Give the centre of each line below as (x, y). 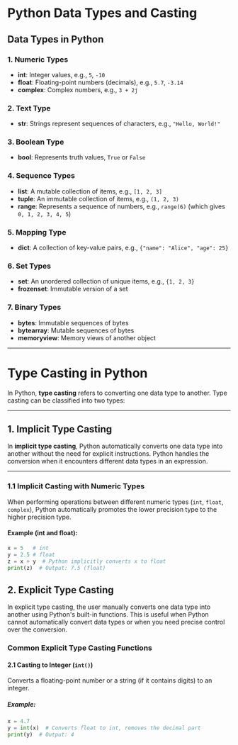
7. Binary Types (34, 308)
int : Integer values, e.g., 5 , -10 (61, 74)
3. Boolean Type (36, 142)
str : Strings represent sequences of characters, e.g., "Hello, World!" (119, 124)
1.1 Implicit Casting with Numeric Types (76, 486)
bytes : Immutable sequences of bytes (73, 323)
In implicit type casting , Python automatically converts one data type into (115, 446)
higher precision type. (39, 517)
